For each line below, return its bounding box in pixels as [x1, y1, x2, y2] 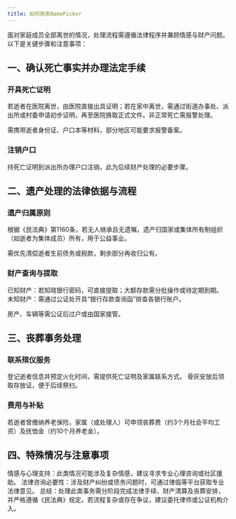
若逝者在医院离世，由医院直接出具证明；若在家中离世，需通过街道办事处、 [7, 102, 223, 111]
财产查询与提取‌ [7, 268, 58, 278]
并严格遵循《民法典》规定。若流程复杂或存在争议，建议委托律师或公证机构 [7, 496, 223, 504]
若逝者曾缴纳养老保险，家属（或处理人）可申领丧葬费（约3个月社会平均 [7, 418, 214, 426]
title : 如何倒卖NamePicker [7, 10, 82, 18]
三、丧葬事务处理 [7, 332, 81, 344]
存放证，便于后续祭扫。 [13, 381, 81, 389]
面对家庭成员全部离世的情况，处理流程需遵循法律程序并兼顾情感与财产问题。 [7, 30, 229, 39]
